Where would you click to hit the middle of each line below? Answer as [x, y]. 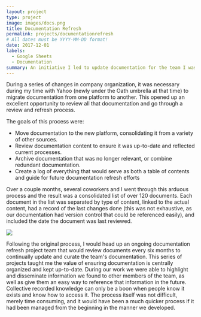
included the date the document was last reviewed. [69, 221]
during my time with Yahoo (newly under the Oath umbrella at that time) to [98, 91]
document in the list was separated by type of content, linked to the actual [98, 202]
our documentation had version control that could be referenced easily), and [100, 215]
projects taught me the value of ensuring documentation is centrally [90, 263]
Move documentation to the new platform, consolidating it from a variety [104, 133]
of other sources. [36, 140]
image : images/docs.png [36, 23]
